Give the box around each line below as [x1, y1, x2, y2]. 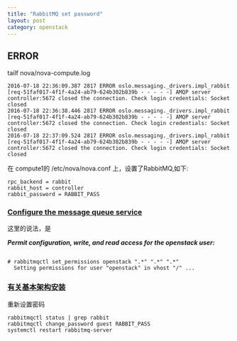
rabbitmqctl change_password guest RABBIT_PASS [7, 320, 151, 328]
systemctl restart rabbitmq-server [7, 326, 113, 334]
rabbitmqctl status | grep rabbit [7, 314, 110, 321]
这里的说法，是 [7, 224, 51, 233]
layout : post [7, 17, 46, 24]
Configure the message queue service [7, 207, 143, 217]
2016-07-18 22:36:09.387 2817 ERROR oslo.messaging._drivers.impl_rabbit [7, 82, 231, 90]
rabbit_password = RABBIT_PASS [7, 191, 100, 198]
